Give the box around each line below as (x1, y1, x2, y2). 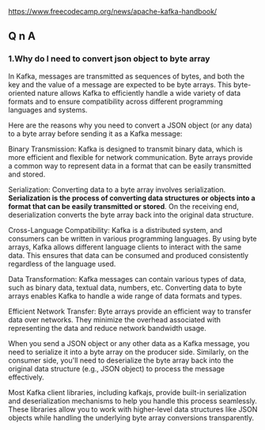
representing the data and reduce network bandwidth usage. (8, 323, 207, 333)
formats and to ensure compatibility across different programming (8, 97, 223, 106)
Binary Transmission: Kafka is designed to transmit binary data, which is (8, 144, 243, 154)
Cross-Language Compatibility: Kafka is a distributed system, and (8, 225, 223, 234)
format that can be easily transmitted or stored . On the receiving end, (8, 201, 239, 211)
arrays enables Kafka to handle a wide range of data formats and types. (8, 291, 243, 300)
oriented (8, 88, 36, 97)
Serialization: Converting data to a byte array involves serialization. (8, 185, 226, 194)
